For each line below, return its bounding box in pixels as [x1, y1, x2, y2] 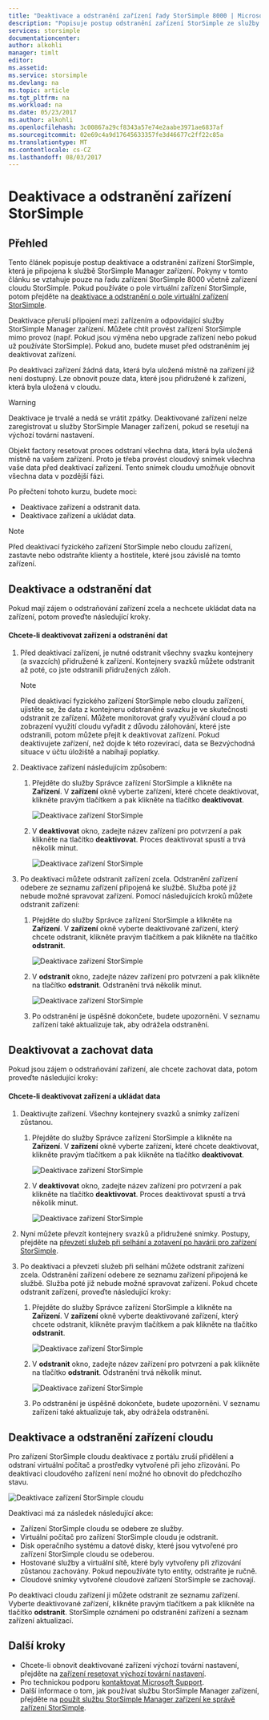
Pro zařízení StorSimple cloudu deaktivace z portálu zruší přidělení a [8, 1452, 235, 1461]
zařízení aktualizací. [8, 1616, 74, 1626]
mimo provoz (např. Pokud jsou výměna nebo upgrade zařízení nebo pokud [8, 333, 258, 343]
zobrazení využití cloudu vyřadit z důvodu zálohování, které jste [19, 721, 231, 731]
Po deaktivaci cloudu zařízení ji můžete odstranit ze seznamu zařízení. [8, 1590, 240, 1600]
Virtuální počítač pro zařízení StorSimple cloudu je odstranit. [19, 1533, 219, 1542]
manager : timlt [8, 49, 59, 57]
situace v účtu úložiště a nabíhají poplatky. [19, 747, 160, 757]
